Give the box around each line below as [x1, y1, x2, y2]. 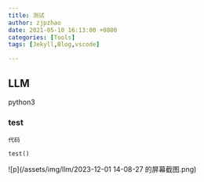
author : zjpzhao [8, 19, 61, 27]
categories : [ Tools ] [8, 33, 76, 42]
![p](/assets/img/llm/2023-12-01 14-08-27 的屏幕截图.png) [8, 165, 197, 174]
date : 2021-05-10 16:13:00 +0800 [8, 26, 118, 34]
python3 [8, 97, 35, 107]
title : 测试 [8, 11, 45, 20]
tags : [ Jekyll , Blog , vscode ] [8, 41, 100, 49]
